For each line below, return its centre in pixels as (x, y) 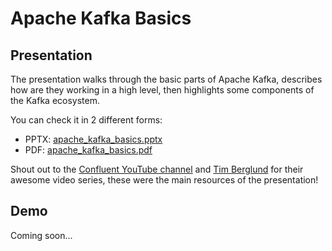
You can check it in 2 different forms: (86, 120)
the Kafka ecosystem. (55, 100)
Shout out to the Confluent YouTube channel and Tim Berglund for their (157, 169)
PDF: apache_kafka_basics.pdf (88, 150)
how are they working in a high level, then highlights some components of (162, 90)
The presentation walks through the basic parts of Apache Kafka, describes (166, 79)
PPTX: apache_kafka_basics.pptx (93, 139)
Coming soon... (41, 235)
